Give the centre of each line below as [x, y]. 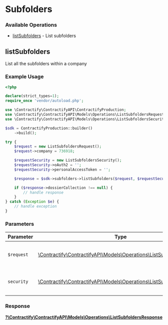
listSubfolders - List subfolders [44, 36]
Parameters [19, 224]
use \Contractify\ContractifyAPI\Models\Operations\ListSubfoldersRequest [85, 115]
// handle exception [35, 207]
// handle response [43, 192]
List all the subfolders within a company [46, 64]
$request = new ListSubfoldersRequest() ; [58, 146]
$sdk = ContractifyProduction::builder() [49, 128]
